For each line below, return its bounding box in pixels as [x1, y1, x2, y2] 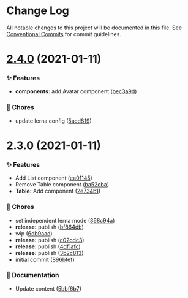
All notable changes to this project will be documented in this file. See [6, 24, 182, 31]
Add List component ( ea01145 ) [15, 174, 93, 181]
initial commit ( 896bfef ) [15, 256, 75, 263]
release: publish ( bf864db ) [15, 223, 84, 231]
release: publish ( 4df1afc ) [15, 243, 81, 250]
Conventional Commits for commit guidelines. [6, 30, 121, 37]
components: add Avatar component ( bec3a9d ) [15, 88, 137, 95]
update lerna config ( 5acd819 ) [15, 117, 92, 124]
